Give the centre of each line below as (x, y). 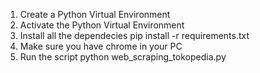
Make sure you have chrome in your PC (101, 46)
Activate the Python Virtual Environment (102, 25)
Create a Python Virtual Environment (95, 14)
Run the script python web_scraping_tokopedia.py (123, 57)
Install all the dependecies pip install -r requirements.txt (134, 35)
